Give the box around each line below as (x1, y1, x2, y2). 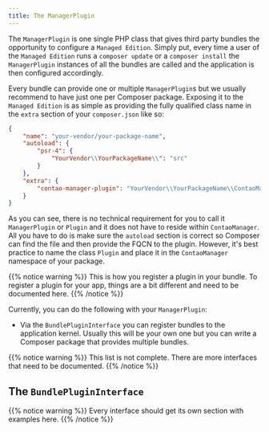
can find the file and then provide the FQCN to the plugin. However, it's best (8, 239, 259, 249)
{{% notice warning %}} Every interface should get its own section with (8, 406, 244, 416)
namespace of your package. (8, 256, 106, 266)
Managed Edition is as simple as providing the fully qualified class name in (8, 100, 252, 110)
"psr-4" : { (37, 147, 74, 155)
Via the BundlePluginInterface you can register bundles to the (19, 320, 226, 330)
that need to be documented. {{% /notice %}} (8, 361, 159, 371)
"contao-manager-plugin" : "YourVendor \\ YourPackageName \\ (37, 184, 235, 193)
